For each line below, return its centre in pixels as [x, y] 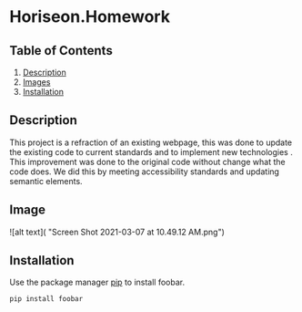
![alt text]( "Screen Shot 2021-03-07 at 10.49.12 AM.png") [117, 232]
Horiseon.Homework [90, 17]
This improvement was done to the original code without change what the [147, 161]
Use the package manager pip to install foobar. [97, 282]
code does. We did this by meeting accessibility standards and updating [145, 172]
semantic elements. [46, 181]
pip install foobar [46, 299]
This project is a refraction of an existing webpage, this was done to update [151, 142]
